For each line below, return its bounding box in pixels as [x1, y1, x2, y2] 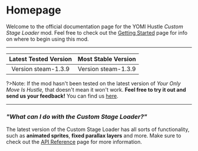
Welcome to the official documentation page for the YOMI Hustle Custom [6, 23, 184, 30]
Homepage [6, 4, 61, 17]
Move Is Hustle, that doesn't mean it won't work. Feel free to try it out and [6, 86, 187, 93]
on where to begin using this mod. [6, 35, 90, 42]
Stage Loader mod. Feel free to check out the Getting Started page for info [6, 29, 187, 36]
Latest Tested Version [9, 55, 72, 63]
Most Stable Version [77, 55, 137, 63]
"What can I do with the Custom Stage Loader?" [6, 112, 147, 120]
